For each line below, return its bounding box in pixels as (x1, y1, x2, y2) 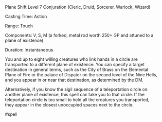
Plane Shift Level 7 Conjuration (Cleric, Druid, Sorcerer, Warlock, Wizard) (5, 4, 151, 10)
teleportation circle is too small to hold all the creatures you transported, (5, 97, 150, 103)
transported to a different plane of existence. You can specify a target (5, 62, 145, 67)
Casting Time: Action (5, 14, 47, 19)
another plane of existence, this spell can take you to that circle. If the (5, 92, 145, 97)
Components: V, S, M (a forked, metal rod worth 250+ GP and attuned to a (5, 33, 154, 38)
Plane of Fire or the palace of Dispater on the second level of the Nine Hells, (5, 72, 158, 77)
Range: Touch (5, 23, 33, 29)
